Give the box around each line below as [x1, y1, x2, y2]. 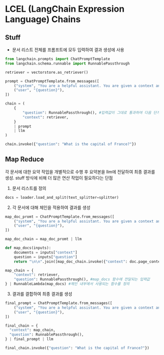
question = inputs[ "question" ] [14, 254, 78, 259]
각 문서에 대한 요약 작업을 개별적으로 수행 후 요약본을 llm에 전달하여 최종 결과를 [5, 168, 155, 174]
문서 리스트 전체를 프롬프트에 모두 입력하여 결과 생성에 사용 [12, 47, 124, 52]
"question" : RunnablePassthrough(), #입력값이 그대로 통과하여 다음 [22, 110, 151, 115]
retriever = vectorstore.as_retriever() [5, 70, 89, 75]
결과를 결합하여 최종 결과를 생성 [12, 291, 72, 297]
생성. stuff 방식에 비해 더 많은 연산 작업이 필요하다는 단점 [5, 175, 113, 181]
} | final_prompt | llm [5, 337, 54, 342]
